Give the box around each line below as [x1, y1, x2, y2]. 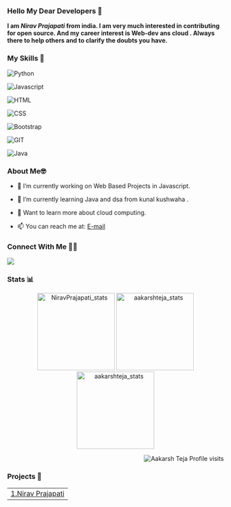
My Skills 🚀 [7, 54, 45, 63]
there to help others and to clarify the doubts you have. [7, 36, 168, 45]
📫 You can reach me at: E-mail [16, 222, 106, 230]
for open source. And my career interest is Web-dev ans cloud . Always [7, 29, 215, 37]
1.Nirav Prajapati [10, 488, 65, 498]
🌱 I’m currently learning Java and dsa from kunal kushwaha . [16, 195, 189, 203]
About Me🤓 [7, 166, 47, 176]
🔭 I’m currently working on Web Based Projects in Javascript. [16, 181, 190, 190]
